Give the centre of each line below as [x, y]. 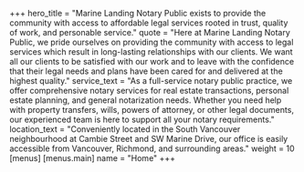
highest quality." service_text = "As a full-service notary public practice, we [151, 81]
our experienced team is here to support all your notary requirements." [142, 119]
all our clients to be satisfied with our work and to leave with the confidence [152, 61]
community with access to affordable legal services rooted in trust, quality [149, 23]
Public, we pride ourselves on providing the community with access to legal [152, 42]
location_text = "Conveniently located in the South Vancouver [125, 129]
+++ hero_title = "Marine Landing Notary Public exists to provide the [138, 13]
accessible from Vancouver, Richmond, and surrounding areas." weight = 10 [152, 148]
